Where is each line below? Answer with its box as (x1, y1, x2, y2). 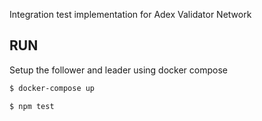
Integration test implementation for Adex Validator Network (9, 9, 252, 20)
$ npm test (9, 101, 55, 111)
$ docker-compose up (9, 83, 96, 93)
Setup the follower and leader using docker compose (9, 64, 229, 76)
